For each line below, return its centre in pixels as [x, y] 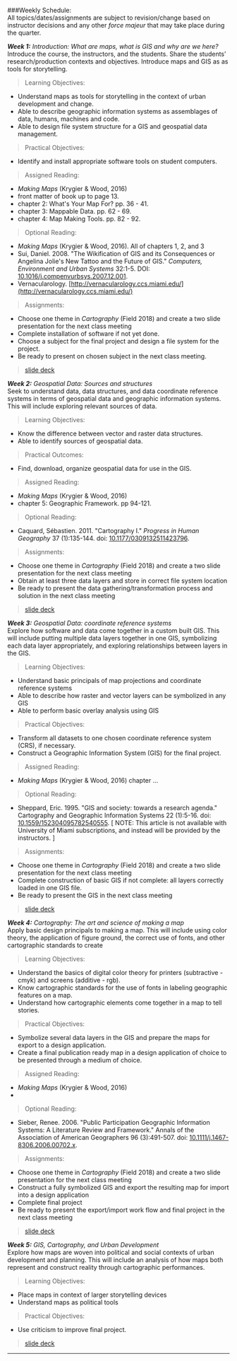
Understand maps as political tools [68, 1302]
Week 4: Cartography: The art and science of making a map [96, 923]
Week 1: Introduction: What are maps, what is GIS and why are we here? [113, 46]
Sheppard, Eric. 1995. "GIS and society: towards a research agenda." [117, 808]
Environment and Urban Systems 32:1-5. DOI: [84, 269]
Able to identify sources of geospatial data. [80, 441]
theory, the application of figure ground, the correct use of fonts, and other [116, 937]
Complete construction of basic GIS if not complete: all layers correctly [121, 880]
